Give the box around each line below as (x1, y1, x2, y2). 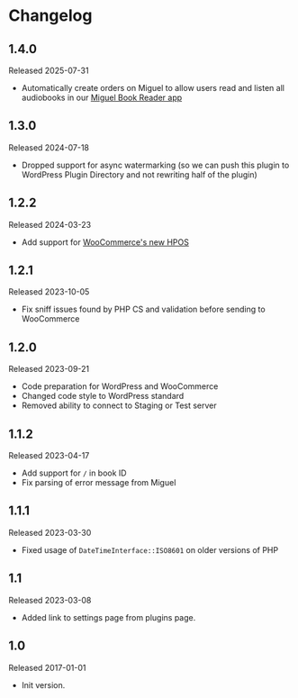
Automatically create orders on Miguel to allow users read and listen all (21, 83, 285, 93)
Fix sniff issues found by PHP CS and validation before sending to (21, 304, 266, 315)
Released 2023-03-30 (8, 527, 92, 538)
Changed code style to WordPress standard (21, 391, 185, 402)
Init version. (21, 679, 66, 690)
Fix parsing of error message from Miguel (21, 477, 176, 488)
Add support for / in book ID (21, 467, 127, 478)
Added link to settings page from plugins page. (21, 612, 196, 622)
